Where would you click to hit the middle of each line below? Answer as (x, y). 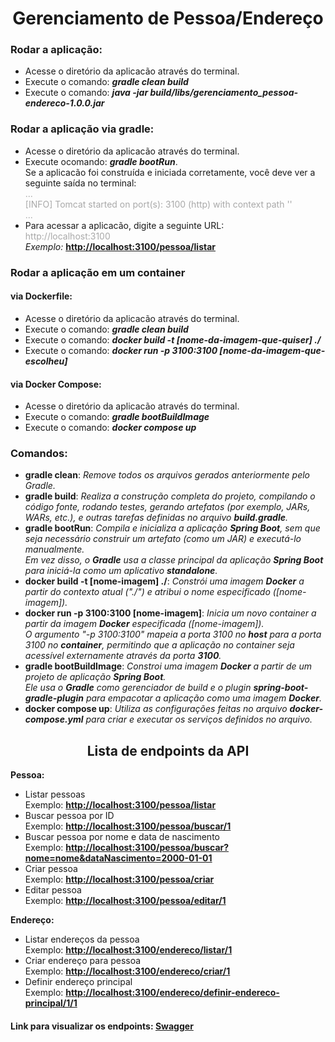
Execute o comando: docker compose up (110, 428)
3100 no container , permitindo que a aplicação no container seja (159, 645)
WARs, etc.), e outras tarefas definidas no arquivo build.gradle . (156, 518)
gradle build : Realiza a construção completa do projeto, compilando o (170, 496)
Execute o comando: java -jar (86, 93)
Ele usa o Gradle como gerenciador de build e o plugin (138, 688)
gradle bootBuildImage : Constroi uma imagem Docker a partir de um (168, 666)
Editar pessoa (53, 890)
